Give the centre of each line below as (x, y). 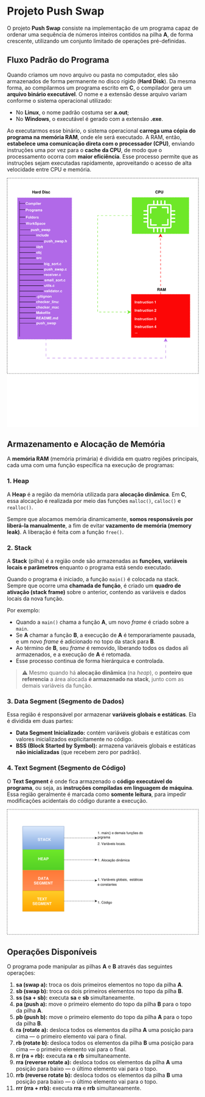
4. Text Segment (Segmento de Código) (67, 768)
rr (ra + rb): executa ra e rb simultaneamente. (73, 1056)
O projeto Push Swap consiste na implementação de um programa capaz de (103, 28)
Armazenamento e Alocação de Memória (86, 444)
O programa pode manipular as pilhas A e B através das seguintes (90, 967)
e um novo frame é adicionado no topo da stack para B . (85, 641)
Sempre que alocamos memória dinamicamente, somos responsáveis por (100, 519)
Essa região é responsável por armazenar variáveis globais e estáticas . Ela (102, 715)
